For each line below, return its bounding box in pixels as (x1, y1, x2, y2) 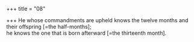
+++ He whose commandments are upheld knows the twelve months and (6, 17, 189, 23)
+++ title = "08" (6, 5, 46, 12)
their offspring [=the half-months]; (6, 23, 92, 30)
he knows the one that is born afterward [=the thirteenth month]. (6, 29, 167, 37)
